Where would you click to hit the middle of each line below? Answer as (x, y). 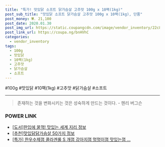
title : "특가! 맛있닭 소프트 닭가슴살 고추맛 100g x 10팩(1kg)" (64, 10)
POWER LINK (21, 116)
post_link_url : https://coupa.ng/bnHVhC (47, 32)
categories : (17, 37)
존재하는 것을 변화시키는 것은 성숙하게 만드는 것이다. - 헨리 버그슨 (80, 103)
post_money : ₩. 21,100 (28, 19)
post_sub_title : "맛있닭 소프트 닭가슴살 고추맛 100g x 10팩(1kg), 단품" (74, 14)
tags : (11, 46)
